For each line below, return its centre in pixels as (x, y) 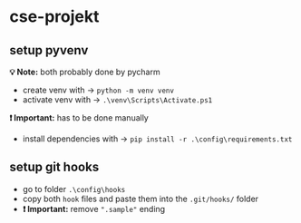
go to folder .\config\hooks (74, 189)
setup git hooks (54, 167)
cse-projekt (54, 17)
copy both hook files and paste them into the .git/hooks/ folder (141, 199)
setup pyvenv (49, 50)
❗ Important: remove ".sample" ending (94, 208)
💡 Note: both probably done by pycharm (85, 72)
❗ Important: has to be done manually (79, 118)
